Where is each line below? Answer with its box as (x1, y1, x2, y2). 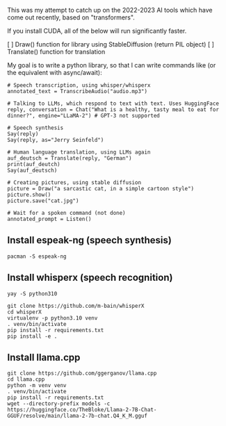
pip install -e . (7, 333, 58, 340)
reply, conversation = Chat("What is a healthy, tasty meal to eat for (7, 106, 219, 113)
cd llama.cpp (7, 376, 45, 383)
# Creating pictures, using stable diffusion (7, 179, 141, 186)
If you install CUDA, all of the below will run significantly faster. (7, 27, 187, 35)
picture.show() (7, 191, 51, 198)
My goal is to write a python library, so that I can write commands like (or (7, 61, 216, 69)
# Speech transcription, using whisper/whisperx (7, 82, 151, 89)
